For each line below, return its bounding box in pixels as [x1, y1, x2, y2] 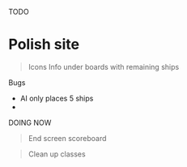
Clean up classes [28, 149, 87, 159]
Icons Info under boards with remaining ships [28, 62, 180, 71]
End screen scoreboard [28, 133, 107, 143]
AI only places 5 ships [19, 93, 94, 103]
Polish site [8, 36, 79, 54]
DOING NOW [8, 118, 52, 127]
